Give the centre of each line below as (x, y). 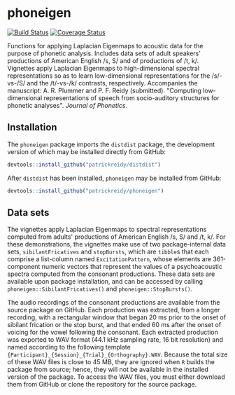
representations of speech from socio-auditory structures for (131, 98)
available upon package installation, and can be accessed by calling (105, 282)
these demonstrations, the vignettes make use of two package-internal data (116, 244)
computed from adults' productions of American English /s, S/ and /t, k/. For (116, 237)
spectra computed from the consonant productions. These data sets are (111, 274)
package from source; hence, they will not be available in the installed (108, 370)
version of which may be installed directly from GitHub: (87, 151)
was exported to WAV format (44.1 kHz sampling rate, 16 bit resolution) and (115, 340)
